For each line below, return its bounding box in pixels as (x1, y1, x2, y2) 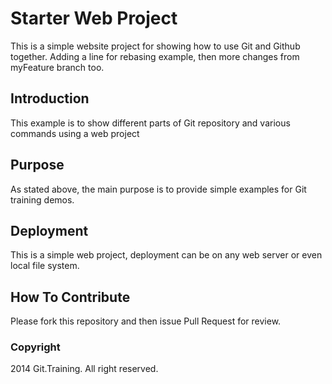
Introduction (10, 90, 90, 107)
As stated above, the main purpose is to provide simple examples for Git (10, 183, 307, 195)
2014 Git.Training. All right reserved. (10, 363, 159, 375)
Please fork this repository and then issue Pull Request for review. (10, 315, 282, 327)
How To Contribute (10, 288, 131, 306)
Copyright (10, 340, 61, 354)
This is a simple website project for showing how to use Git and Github (10, 40, 301, 52)
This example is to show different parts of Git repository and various (10, 117, 291, 129)
